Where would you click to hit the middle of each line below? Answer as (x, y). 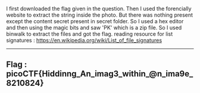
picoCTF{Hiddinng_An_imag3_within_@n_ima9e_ (100, 74)
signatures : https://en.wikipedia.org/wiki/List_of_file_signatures (84, 40)
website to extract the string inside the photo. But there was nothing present (100, 15)
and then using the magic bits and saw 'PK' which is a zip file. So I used (94, 27)
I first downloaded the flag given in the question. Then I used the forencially (99, 9)
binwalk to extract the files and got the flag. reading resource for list (90, 34)
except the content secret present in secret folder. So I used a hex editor (95, 21)
